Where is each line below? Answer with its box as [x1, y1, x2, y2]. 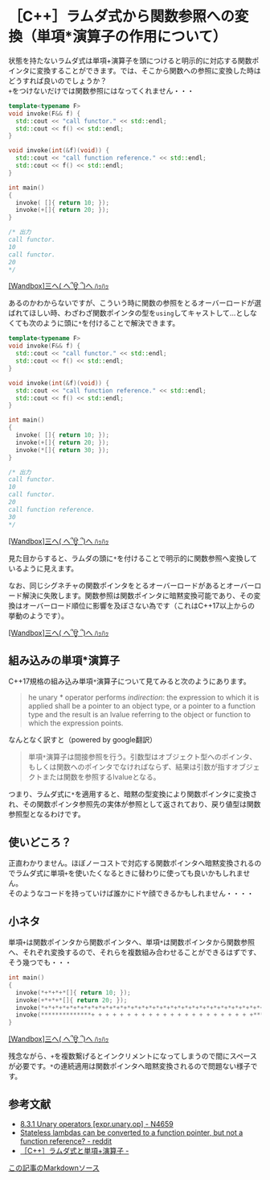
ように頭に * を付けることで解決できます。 [43, 318, 180, 328]
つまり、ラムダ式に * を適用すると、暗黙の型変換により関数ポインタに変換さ [8, 789, 258, 799]
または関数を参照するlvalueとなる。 [42, 772, 161, 782]
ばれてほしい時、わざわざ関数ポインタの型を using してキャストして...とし [8, 308, 251, 318]
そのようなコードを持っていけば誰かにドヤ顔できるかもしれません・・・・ [8, 888, 255, 899]
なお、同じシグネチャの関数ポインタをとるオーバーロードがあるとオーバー [8, 580, 255, 590]
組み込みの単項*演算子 [8, 654, 121, 667]
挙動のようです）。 [8, 610, 68, 621]
